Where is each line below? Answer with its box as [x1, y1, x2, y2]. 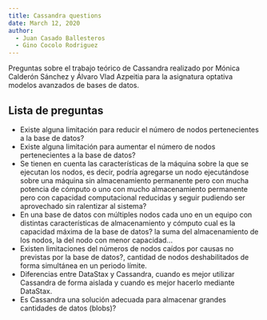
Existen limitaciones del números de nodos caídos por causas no [19, 243, 234, 253]
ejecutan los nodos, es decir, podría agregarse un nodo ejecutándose [19, 167, 249, 177]
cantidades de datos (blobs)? [19, 303, 117, 313]
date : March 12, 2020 [8, 19, 81, 27]
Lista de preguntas [8, 103, 104, 117]
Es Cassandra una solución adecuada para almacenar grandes [19, 294, 226, 304]
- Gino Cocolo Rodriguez [15, 42, 98, 50]
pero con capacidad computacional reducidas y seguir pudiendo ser [19, 193, 245, 202]
